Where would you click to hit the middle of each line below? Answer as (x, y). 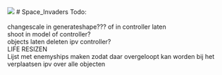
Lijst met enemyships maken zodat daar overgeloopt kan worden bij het (111, 56)
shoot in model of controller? (49, 34)
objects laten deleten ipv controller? (59, 42)
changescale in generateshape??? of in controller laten (87, 27)
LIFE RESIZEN (27, 49)
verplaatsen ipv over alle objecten (56, 64)
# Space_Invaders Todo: (51, 12)
